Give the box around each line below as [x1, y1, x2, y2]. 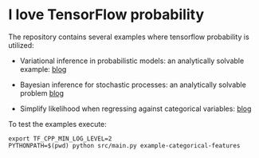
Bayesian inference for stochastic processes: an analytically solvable [19, 80, 247, 89]
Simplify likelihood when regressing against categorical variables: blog [19, 104, 252, 113]
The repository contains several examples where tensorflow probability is [8, 32, 249, 41]
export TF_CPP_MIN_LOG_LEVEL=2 [8, 134, 112, 143]
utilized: [8, 40, 34, 49]
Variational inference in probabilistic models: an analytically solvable [19, 56, 245, 65]
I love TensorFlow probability [8, 6, 205, 24]
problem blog [19, 88, 65, 97]
